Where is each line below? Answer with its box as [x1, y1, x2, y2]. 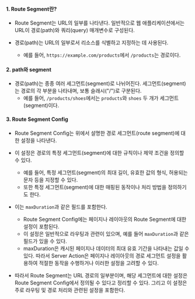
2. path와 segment [6, 66, 51, 73]
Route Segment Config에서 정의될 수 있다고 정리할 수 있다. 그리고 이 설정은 [14, 279, 187, 286]
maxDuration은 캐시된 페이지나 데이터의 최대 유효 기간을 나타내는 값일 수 [23, 245, 190, 252]
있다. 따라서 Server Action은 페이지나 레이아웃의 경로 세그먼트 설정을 [23, 252, 181, 259]
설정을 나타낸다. [20, 137, 57, 144]
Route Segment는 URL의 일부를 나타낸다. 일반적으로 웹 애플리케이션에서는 [14, 19, 185, 26]
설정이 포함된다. [23, 222, 60, 230]
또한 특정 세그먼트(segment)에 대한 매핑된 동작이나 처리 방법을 [23, 183, 167, 190]
